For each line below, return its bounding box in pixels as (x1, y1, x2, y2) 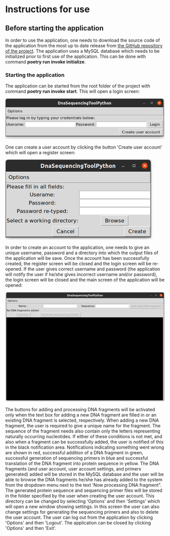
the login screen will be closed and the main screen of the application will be (5, 277, 165, 283)
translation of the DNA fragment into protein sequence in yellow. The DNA (5, 460, 159, 466)
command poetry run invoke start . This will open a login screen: (5, 88, 140, 94)
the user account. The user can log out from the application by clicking (5, 514, 153, 520)
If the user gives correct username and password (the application (23, 266, 160, 272)
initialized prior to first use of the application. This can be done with (5, 53, 146, 59)
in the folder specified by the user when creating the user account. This (5, 492, 155, 498)
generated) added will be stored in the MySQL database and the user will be (5, 471, 164, 477)
